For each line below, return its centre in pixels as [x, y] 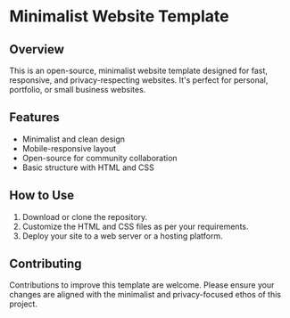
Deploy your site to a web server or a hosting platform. [122, 236]
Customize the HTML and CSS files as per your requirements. [135, 226]
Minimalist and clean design [74, 139]
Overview [37, 49]
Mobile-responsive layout [69, 148]
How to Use [42, 196]
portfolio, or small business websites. [78, 90]
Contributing [46, 264]
